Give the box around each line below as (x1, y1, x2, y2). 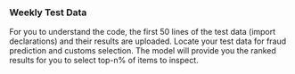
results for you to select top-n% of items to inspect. (9, 55, 199, 66)
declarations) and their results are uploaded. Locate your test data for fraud (9, 36, 287, 46)
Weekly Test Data (9, 6, 87, 19)
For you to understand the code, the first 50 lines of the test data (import (9, 27, 276, 37)
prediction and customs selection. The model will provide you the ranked (9, 45, 276, 56)
